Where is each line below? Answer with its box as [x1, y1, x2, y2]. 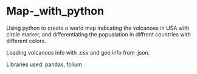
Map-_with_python [6, 4, 105, 18]
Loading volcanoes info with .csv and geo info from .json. [6, 49, 150, 56]
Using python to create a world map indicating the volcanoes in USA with [6, 24, 190, 32]
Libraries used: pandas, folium [6, 61, 82, 68]
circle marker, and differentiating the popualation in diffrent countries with [6, 30, 192, 38]
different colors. [6, 37, 47, 44]
